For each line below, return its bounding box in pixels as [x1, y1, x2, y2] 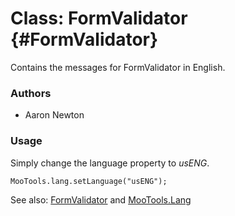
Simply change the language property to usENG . [10, 157, 210, 169]
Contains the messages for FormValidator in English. [10, 61, 226, 73]
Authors [10, 86, 52, 100]
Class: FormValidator [10, 7, 188, 30]
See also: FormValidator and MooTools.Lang [10, 193, 192, 206]
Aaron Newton [24, 109, 85, 121]
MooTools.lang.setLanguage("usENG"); [10, 176, 168, 186]
